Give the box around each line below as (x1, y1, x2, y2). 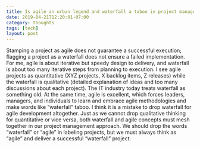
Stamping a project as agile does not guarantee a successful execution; (6, 47, 182, 54)
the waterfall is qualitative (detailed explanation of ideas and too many (6, 78, 178, 86)
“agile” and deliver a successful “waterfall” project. (6, 135, 132, 142)
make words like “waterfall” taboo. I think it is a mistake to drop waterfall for (6, 104, 192, 111)
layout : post (6, 31, 39, 37)
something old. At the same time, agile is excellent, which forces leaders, (6, 91, 185, 98)
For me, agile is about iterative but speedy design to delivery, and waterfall (6, 60, 189, 67)
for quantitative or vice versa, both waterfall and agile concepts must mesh (6, 116, 190, 123)
